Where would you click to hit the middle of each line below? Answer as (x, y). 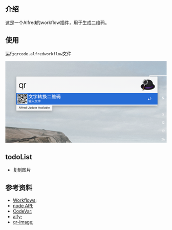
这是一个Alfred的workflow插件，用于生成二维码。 (57, 23)
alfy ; (17, 217)
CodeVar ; (23, 211)
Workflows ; (25, 200)
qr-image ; (23, 222)
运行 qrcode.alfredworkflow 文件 (38, 53)
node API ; (23, 206)
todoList (19, 157)
